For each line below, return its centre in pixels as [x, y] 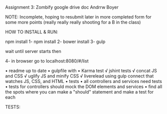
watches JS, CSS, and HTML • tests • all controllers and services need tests [83, 81]
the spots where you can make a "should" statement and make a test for [79, 92]
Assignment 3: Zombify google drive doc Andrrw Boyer [62, 7]
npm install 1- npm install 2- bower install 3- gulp [55, 41]
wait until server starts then [33, 51]
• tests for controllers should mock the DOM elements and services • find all [84, 86]
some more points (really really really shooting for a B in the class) [73, 22]
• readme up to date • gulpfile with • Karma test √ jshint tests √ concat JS [81, 70]
